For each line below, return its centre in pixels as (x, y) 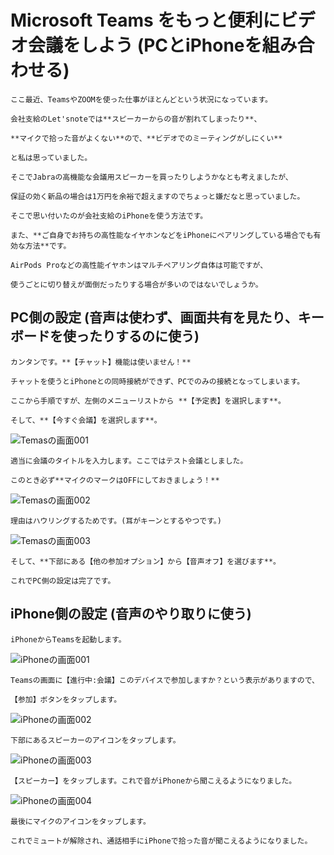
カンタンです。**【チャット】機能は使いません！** (101, 362)
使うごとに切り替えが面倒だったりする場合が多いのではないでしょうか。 (136, 284)
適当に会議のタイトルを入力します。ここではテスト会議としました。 (129, 461)
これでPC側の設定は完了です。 (63, 581)
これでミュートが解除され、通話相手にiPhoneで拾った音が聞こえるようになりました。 (161, 841)
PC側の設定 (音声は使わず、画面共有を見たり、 (154, 317)
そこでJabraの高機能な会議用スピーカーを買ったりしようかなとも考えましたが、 (151, 177)
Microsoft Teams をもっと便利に (145, 20)
